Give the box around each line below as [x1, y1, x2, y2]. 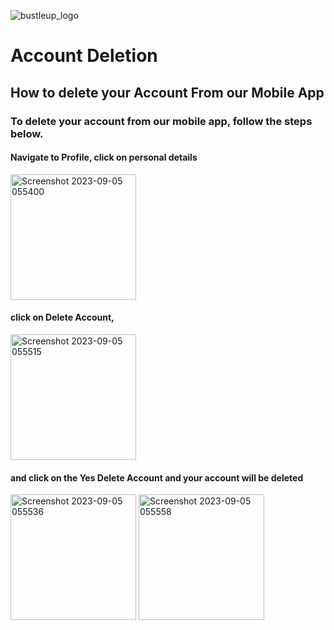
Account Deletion [10, 45, 158, 67]
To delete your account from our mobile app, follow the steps [10, 114, 313, 128]
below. [10, 126, 44, 140]
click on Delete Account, [10, 311, 115, 324]
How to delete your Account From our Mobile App [10, 84, 325, 101]
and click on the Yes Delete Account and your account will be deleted [10, 471, 304, 484]
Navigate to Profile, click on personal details [10, 151, 198, 164]
